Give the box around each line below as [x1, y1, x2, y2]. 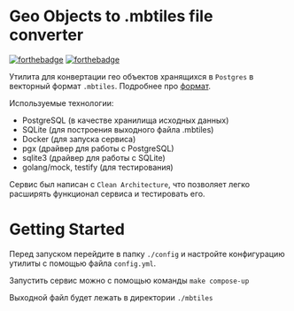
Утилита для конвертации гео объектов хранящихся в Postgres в [9, 71, 254, 81]
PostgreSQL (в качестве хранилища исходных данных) [21, 115, 229, 125]
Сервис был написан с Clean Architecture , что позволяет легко [9, 178, 251, 189]
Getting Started [9, 219, 126, 239]
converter [9, 25, 84, 45]
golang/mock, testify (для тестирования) [21, 162, 174, 172]
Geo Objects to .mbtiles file [9, 6, 213, 27]
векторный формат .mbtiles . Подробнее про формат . [9, 80, 211, 91]
